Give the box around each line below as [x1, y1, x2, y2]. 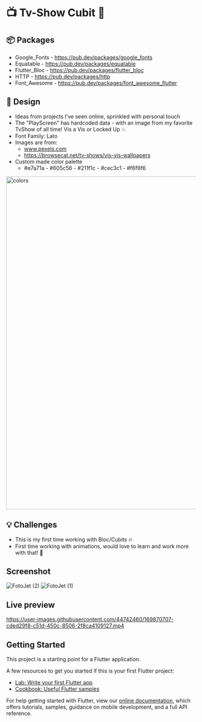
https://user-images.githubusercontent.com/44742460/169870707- [6, 616, 174, 623]
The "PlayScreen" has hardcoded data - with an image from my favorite [14, 119, 193, 126]
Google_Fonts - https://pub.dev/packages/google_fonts [14, 54, 153, 61]
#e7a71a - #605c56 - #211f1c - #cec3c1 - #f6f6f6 [23, 164, 146, 172]
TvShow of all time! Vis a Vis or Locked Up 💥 [14, 125, 126, 132]
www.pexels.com [23, 145, 67, 152]
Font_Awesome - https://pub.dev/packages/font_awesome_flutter [14, 79, 177, 86]
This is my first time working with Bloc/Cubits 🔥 [14, 535, 133, 543]
